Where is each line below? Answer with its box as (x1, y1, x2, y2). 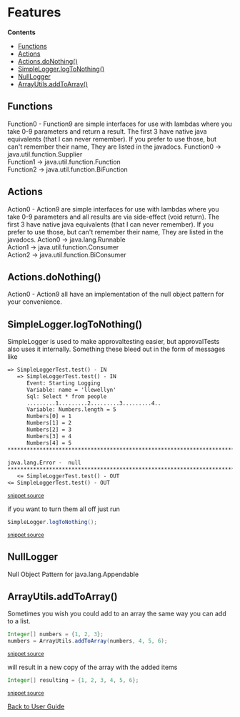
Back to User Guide (7, 702, 65, 711)
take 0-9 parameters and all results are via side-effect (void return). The (7, 212, 220, 221)
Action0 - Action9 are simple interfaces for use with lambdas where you (7, 204, 219, 213)
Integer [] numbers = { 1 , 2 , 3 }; (7, 631, 104, 638)
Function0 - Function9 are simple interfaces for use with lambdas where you (7, 119, 232, 128)
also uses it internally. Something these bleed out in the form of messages (7, 345, 226, 354)
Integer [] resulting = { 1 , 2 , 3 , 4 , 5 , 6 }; (7, 677, 139, 684)
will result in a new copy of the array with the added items (7, 663, 178, 672)
